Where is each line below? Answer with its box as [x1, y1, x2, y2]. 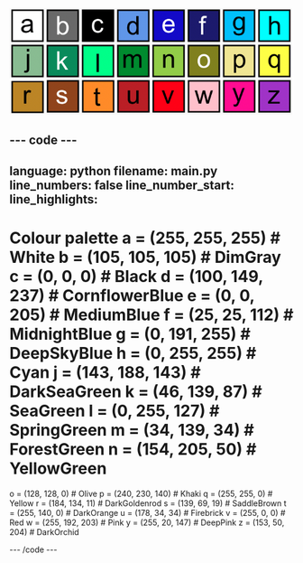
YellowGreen [9, 458, 107, 478]
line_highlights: [9, 192, 98, 207]
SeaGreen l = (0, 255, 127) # [9, 400, 220, 421]
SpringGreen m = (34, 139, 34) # [9, 419, 254, 440]
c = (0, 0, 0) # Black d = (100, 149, [9, 266, 263, 286]
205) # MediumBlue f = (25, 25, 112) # [9, 305, 294, 324]
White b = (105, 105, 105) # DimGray [9, 247, 281, 267]
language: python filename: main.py [9, 163, 218, 179]
